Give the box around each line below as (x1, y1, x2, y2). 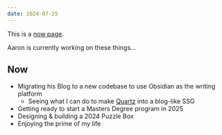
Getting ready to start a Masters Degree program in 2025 (17, 105, 183, 113)
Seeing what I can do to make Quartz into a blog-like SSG (27, 97, 195, 105)
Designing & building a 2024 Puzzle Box (17, 112, 134, 120)
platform (17, 89, 42, 98)
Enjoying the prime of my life (17, 120, 101, 128)
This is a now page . (7, 30, 64, 38)
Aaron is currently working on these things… (7, 43, 136, 51)
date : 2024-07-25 (7, 10, 58, 18)
